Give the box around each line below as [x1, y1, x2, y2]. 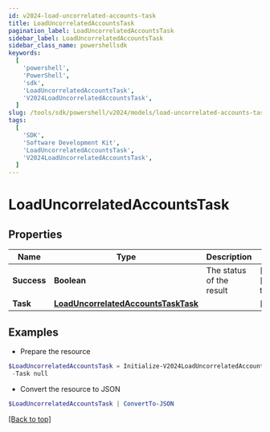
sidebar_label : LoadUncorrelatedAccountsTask [8, 34, 163, 43]
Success [12, 275, 47, 286]
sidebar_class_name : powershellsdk [8, 42, 128, 50]
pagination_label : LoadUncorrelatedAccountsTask [8, 26, 174, 35]
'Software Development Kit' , [22, 138, 121, 147]
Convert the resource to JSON [19, 384, 121, 393]
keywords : [8, 49, 42, 57]
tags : [8, 116, 27, 124]
